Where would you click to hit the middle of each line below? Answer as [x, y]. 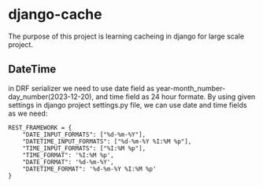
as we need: [28, 113]
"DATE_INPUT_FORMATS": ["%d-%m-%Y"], [84, 134]
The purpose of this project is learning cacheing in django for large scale [126, 36]
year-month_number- [191, 88]
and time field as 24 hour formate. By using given [176, 97]
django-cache [55, 15]
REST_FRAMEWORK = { [40, 127]
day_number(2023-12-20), [51, 97]
